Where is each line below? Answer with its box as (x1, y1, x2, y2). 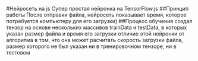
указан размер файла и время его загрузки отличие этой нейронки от (6, 30, 185, 37)
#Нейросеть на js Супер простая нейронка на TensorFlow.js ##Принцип (6, 5, 189, 12)
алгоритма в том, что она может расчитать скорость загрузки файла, (6, 37, 183, 43)
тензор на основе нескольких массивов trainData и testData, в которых (6, 24, 187, 31)
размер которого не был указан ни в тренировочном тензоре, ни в (6, 43, 177, 50)
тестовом (6, 49, 31, 56)
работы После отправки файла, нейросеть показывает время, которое (6, 11, 187, 18)
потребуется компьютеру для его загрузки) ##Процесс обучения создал (6, 18, 193, 24)
